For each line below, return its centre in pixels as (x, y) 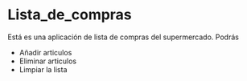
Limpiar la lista (43, 69)
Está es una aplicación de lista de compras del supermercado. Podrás (123, 37)
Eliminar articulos (48, 61)
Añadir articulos (45, 52)
